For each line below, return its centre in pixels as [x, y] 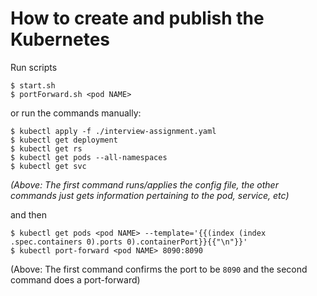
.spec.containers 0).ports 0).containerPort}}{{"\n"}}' [129, 242]
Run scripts [34, 67]
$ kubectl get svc [48, 166]
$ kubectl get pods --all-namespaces [89, 157]
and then [28, 214]
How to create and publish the [137, 18]
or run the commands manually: [76, 113]
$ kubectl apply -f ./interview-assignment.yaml [113, 131]
